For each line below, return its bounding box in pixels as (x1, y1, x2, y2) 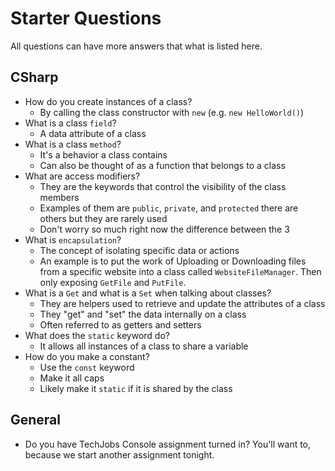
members (39, 191, 80, 203)
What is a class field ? (24, 117, 117, 129)
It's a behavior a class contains (39, 148, 168, 161)
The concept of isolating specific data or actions (39, 244, 240, 256)
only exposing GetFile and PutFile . (39, 276, 187, 288)
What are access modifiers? (24, 170, 141, 182)
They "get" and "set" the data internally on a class (39, 308, 247, 320)
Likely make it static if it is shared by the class (39, 382, 233, 394)
